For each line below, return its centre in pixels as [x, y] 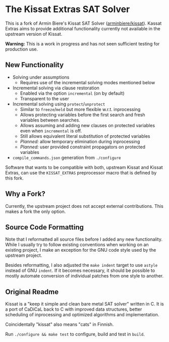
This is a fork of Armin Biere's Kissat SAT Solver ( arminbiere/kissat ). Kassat [83, 23]
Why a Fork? [25, 194]
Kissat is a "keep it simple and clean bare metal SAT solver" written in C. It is [84, 304]
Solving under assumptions [41, 77]
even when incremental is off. [51, 131]
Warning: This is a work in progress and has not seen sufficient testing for [82, 43]
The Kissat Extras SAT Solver [68, 9]
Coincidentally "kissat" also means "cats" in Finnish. [60, 324]
